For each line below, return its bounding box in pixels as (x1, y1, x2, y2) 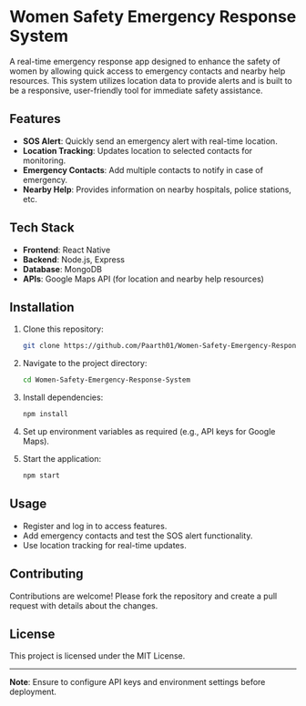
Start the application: (22, 454, 102, 464)
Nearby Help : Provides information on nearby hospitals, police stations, (22, 184, 291, 195)
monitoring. (22, 155, 66, 166)
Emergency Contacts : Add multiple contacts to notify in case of (22, 164, 264, 175)
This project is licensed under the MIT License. (9, 650, 186, 661)
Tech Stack (9, 220, 75, 236)
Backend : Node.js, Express (22, 253, 126, 265)
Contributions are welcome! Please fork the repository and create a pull (9, 590, 278, 601)
